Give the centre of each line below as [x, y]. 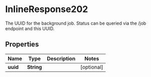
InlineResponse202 [47, 9]
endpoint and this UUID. [30, 28]
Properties [22, 45]
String [34, 67]
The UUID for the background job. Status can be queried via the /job [76, 23]
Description [61, 58]
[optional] [92, 67]
